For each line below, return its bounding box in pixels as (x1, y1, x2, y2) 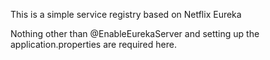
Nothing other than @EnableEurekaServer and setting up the (10, 28, 260, 39)
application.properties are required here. (10, 39, 177, 50)
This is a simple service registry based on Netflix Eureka (10, 9, 242, 20)
